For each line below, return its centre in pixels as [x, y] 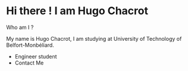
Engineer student [36, 56]
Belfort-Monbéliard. [30, 45]
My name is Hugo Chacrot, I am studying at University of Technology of [94, 38]
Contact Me [29, 63]
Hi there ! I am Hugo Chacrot [77, 11]
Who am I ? [20, 27]
